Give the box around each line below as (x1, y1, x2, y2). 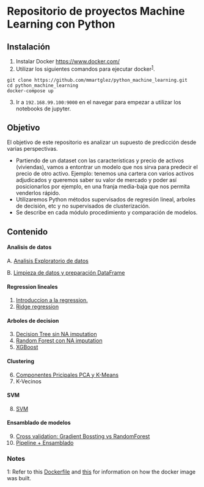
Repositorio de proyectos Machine (7, 4, 185, 18)
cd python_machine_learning (7, 82, 79, 88)
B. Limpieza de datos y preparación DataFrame (7, 269, 125, 276)
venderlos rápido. (15, 189, 60, 197)
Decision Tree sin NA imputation (15, 331, 97, 338)
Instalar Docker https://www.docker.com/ (15, 58, 120, 65)
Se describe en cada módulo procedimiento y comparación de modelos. (15, 209, 198, 216)
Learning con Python (7, 17, 115, 31)
